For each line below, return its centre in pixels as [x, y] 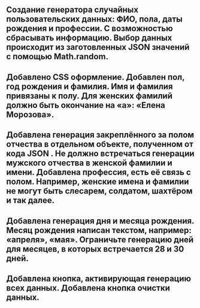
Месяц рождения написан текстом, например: [99, 230]
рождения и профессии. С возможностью [90, 28]
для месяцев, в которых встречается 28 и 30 [95, 249]
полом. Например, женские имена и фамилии [98, 182]
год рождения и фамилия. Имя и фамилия [90, 86]
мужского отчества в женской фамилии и [89, 163]
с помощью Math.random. [57, 57]
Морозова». [30, 114]
